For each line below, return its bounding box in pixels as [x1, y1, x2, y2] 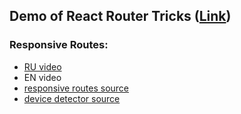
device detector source [23, 92, 121, 104]
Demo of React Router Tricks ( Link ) [9, 8, 232, 25]
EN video [23, 71, 62, 83]
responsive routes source [23, 82, 130, 94]
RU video [23, 60, 62, 73]
